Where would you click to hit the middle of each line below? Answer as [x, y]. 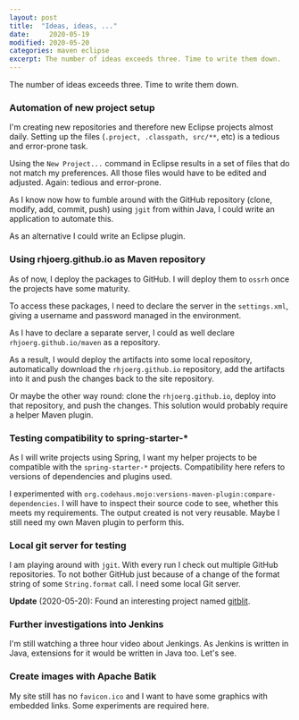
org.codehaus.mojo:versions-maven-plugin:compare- [180, 494]
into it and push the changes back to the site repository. [112, 378]
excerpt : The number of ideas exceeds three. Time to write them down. [145, 59]
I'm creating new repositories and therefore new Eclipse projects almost [141, 127]
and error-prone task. [49, 146]
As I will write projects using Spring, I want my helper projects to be [133, 457]
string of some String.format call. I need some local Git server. [125, 584]
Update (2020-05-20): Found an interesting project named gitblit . [130, 601]
